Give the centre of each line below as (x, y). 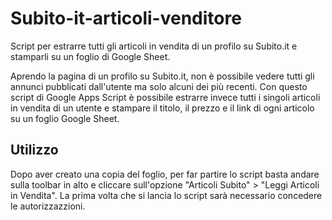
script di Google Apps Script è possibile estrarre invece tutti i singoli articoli (165, 97)
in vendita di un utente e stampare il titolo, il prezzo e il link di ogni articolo (162, 108)
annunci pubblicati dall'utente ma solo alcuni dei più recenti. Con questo (159, 86)
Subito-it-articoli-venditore (126, 18)
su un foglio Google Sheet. (65, 118)
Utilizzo (34, 150)
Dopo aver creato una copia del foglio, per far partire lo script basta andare (165, 174)
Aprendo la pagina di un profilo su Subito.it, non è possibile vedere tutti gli (162, 76)
